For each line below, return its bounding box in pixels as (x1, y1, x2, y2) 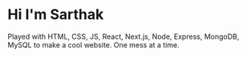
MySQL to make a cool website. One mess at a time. (7, 40, 180, 49)
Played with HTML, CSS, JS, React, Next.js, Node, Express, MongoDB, (7, 32, 240, 41)
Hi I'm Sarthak (7, 6, 104, 24)
